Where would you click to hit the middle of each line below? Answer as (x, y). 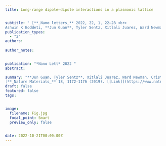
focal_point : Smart (30, 118)
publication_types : (25, 32)
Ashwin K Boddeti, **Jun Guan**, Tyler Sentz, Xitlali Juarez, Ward (77, 28)
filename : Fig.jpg (29, 113)
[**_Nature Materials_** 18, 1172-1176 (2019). (55, 82)
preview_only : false (31, 122)
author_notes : (20, 50)
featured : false (22, 91)
